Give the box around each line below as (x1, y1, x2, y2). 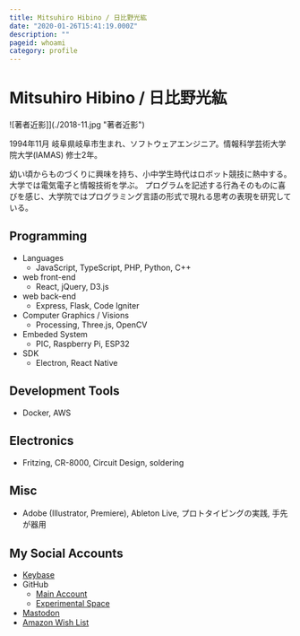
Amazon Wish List (21, 617, 90, 628)
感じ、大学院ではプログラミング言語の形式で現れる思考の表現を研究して (24, 191, 292, 202)
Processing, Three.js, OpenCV (35, 319, 148, 330)
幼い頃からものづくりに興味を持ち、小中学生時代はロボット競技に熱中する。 (9, 169, 292, 179)
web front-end (21, 271, 76, 283)
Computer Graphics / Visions (21, 309, 130, 320)
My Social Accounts (9, 545, 124, 561)
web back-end (21, 291, 76, 301)
